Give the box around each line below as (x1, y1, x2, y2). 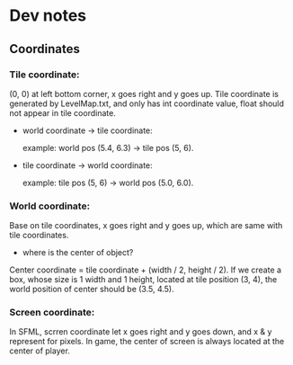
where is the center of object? (22, 247, 134, 258)
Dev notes (9, 5, 87, 26)
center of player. (9, 345, 70, 356)
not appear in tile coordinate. (9, 107, 117, 118)
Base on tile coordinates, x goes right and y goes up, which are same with (9, 220, 283, 231)
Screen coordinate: (9, 307, 95, 319)
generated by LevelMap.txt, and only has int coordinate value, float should (9, 98, 285, 109)
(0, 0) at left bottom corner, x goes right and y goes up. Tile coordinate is (9, 88, 279, 99)
